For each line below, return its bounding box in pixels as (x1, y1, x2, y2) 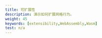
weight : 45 (5, 16, 27, 21)
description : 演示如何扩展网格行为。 (5, 12, 74, 17)
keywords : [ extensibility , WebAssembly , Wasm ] (5, 21, 98, 26)
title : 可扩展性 (5, 7, 35, 12)
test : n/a (5, 26, 25, 31)
